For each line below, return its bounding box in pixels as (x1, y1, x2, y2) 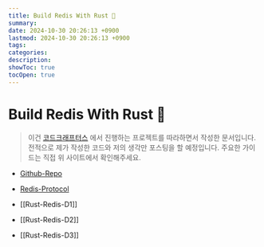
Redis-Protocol (19, 184, 69, 194)
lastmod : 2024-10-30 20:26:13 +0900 (8, 33, 130, 42)
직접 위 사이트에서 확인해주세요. (42, 152, 141, 162)
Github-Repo (19, 168, 62, 178)
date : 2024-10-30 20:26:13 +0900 (8, 26, 120, 34)
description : (8, 57, 52, 65)
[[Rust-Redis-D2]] (19, 214, 80, 224)
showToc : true (8, 64, 56, 72)
